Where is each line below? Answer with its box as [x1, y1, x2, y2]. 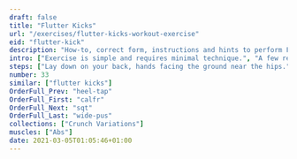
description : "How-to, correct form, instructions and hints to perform [9, 46, 283, 55]
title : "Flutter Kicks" [9, 21, 97, 30]
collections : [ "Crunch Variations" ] [9, 120, 144, 129]
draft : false [9, 12, 57, 22]
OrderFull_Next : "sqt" [9, 103, 93, 112]
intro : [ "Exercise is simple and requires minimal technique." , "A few [9, 54, 278, 63]
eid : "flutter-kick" [9, 37, 86, 47]
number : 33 [9, 71, 49, 79]
